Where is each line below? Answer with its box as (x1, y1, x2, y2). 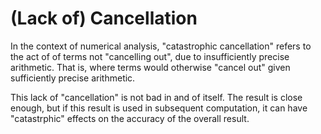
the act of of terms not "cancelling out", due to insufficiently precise (10, 50, 290, 62)
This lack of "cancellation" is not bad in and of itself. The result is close (10, 91, 303, 103)
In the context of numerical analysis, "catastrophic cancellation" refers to (10, 40, 312, 52)
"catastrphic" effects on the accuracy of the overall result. (10, 112, 250, 124)
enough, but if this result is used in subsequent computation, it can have (10, 102, 308, 114)
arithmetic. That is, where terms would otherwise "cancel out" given (10, 61, 291, 73)
